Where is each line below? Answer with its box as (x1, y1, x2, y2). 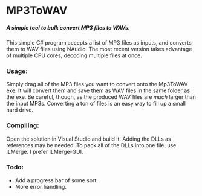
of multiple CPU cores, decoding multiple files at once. (6, 52, 142, 59)
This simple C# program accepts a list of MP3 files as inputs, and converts (6, 39, 192, 46)
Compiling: (6, 121, 39, 130)
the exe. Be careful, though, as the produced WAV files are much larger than (6, 93, 197, 101)
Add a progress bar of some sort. (15, 177, 99, 184)
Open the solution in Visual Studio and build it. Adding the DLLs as (6, 135, 171, 142)
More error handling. (15, 183, 67, 191)
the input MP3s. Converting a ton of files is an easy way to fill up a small (6, 100, 186, 107)
